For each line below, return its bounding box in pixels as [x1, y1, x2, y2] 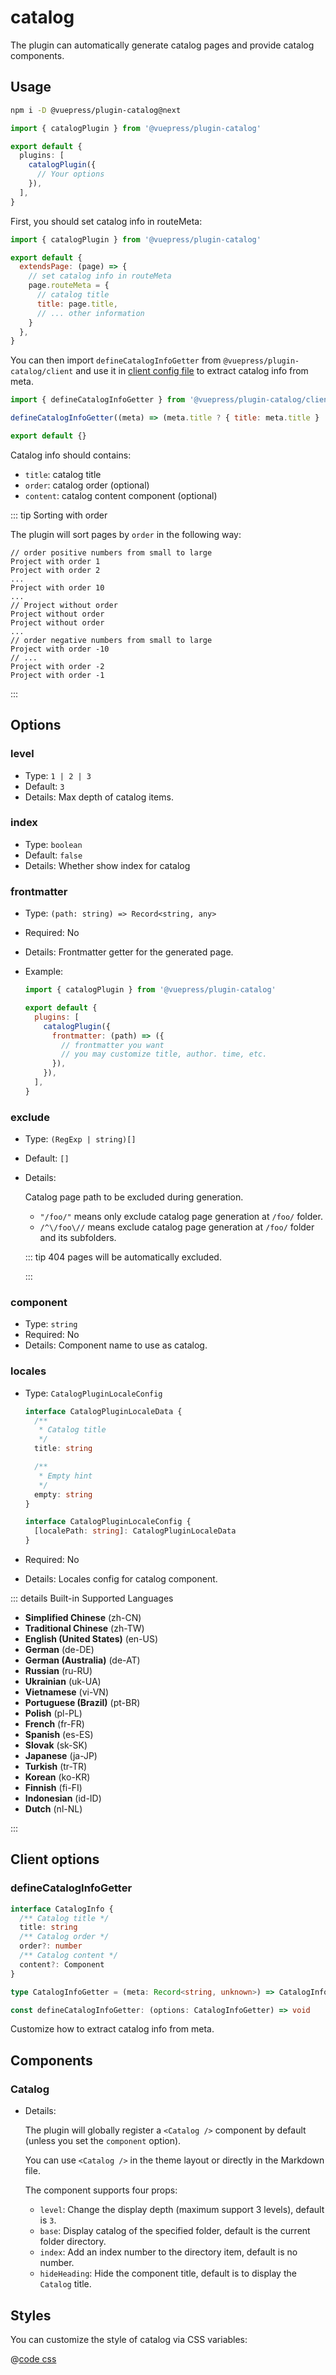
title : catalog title [24, 468, 102, 480]
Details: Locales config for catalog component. [24, 1573, 218, 1585]
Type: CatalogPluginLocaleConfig [24, 1387, 163, 1399]
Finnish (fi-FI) [24, 1782, 83, 1794]
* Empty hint [38, 1471, 93, 1481]
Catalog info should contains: [10, 449, 132, 461]
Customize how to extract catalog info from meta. [10, 2023, 215, 2035]
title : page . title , [36, 299, 118, 309]
